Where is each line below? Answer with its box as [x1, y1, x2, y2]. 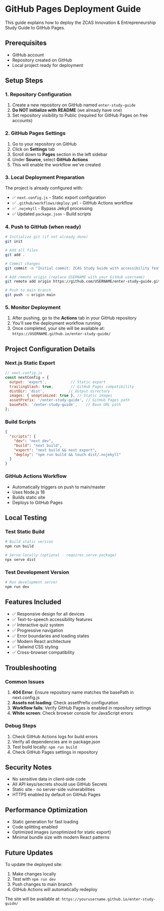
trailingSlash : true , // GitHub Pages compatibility [9, 384, 134, 389]
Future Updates [5, 849, 53, 857]
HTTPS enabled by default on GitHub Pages [12, 792, 101, 798]
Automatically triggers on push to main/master [12, 484, 106, 490]
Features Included [5, 598, 61, 606]
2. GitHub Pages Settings [5, 130, 66, 137]
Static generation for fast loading [12, 819, 79, 825]
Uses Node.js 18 [12, 489, 45, 495]
